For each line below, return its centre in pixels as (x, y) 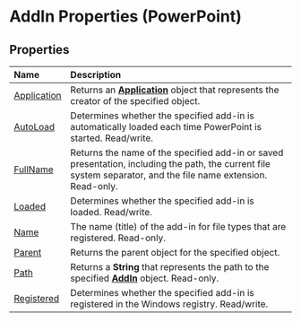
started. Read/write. (112, 138)
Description (96, 75)
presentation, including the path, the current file (170, 164)
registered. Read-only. (118, 238)
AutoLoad (34, 127)
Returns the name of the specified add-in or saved (177, 152)
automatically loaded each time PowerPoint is (166, 127)
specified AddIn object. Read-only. (145, 278)
